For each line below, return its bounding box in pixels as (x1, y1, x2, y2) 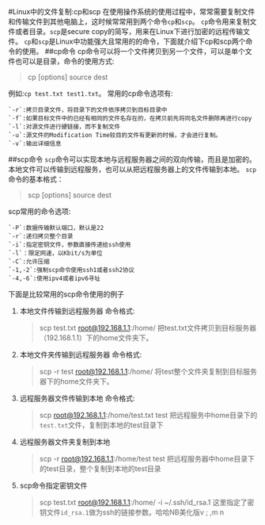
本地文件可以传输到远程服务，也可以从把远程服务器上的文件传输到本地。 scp (8, 165, 257, 174)
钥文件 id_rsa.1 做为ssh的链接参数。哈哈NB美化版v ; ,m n (39, 508, 225, 517)
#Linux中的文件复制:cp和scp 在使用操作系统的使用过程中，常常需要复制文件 (8, 7, 256, 16)
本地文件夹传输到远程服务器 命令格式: (19, 350, 142, 359)
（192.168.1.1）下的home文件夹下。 (39, 333, 153, 343)
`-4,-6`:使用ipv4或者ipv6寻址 (8, 274, 100, 282)
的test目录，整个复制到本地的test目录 (39, 464, 161, 473)
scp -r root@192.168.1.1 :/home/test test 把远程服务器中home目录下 (39, 454, 255, 463)
